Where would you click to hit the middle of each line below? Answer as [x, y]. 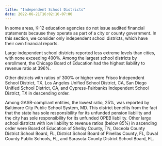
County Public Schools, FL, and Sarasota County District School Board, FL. [80, 138]
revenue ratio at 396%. [28, 68]
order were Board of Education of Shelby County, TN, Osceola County [75, 128]
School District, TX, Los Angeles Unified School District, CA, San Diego [76, 82]
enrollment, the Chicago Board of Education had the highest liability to [75, 63]
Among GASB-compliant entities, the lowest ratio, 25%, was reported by [77, 102]
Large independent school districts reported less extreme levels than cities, [80, 53]
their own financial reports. [32, 43]
